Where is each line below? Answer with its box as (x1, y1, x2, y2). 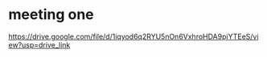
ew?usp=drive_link (8, 40, 71, 49)
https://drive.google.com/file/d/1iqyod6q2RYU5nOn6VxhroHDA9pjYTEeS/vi (8, 32, 259, 41)
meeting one (8, 6, 94, 24)
